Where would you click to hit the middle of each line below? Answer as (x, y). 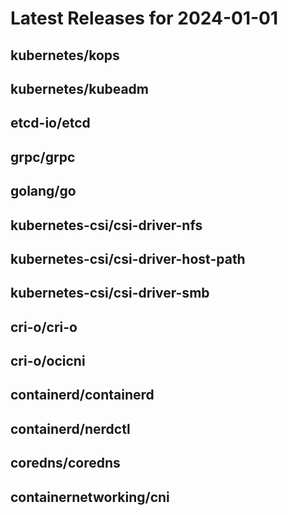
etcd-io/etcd (50, 123)
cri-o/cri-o (44, 327)
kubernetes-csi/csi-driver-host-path (128, 258)
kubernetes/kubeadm (80, 88)
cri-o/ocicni (48, 361)
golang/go (43, 191)
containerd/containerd (82, 395)
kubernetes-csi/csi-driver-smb (110, 293)
